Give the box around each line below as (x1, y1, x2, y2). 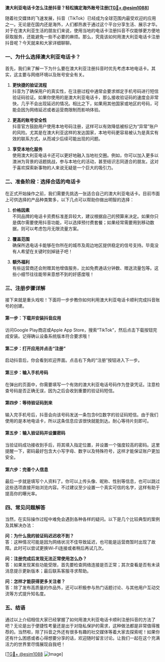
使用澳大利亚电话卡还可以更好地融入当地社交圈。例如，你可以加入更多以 (12, 152, 159, 158)
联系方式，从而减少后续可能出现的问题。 (21, 136, 103, 142)
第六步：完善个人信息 (5, 466, 48, 472)
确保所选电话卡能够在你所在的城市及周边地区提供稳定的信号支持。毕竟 (12, 242, 155, 248)
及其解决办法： (5, 523, 35, 528)
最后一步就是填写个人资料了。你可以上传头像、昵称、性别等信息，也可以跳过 (5, 478, 160, 485)
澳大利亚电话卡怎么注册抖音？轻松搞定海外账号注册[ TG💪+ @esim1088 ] (5, 5, 149, 10)
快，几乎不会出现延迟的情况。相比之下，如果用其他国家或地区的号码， (12, 101, 155, 106)
